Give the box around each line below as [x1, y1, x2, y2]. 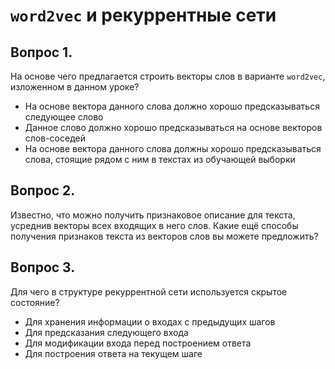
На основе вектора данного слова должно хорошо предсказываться [24, 100, 320, 112]
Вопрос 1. [10, 44, 73, 61]
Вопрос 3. [10, 259, 76, 276]
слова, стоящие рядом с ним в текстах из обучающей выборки [24, 154, 296, 165]
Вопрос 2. [10, 182, 76, 199]
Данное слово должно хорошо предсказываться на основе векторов [24, 122, 323, 133]
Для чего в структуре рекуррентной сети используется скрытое [10, 285, 288, 298]
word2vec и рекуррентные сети [10, 4, 277, 27]
